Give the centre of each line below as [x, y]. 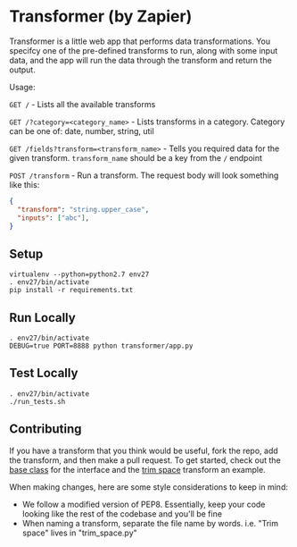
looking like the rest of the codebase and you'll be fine [122, 513]
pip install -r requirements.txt [71, 290]
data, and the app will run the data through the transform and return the [140, 60]
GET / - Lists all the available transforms [82, 104]
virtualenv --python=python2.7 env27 [79, 274]
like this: [25, 184]
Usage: [22, 87]
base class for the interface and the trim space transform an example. [137, 469]
